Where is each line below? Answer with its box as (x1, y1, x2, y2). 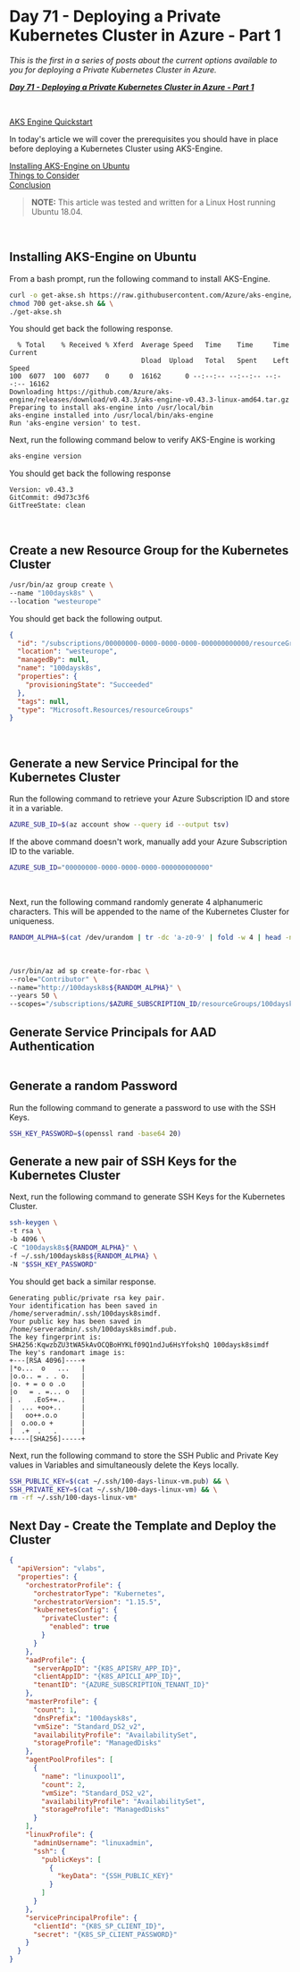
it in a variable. (9, 803, 63, 814)
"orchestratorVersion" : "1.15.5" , (32, 1597, 162, 1606)
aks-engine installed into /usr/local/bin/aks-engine (9, 411, 214, 420)
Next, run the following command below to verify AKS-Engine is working (9, 435, 275, 445)
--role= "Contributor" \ (9, 975, 98, 984)
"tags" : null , (17, 697, 70, 706)
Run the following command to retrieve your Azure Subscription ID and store (9, 793, 290, 804)
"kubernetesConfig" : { (32, 1605, 118, 1615)
